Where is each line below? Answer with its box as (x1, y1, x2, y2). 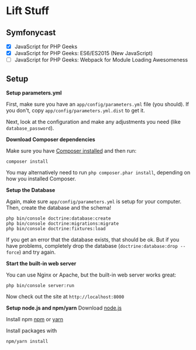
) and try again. (19, 248, 56, 255)
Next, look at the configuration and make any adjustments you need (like (6, 119, 181, 125)
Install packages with (6, 327, 57, 334)
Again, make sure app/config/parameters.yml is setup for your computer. (6, 198, 182, 205)
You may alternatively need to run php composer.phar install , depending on (6, 169, 191, 176)
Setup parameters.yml (6, 89, 62, 96)
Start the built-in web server (6, 260, 77, 267)
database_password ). (6, 124, 54, 132)
